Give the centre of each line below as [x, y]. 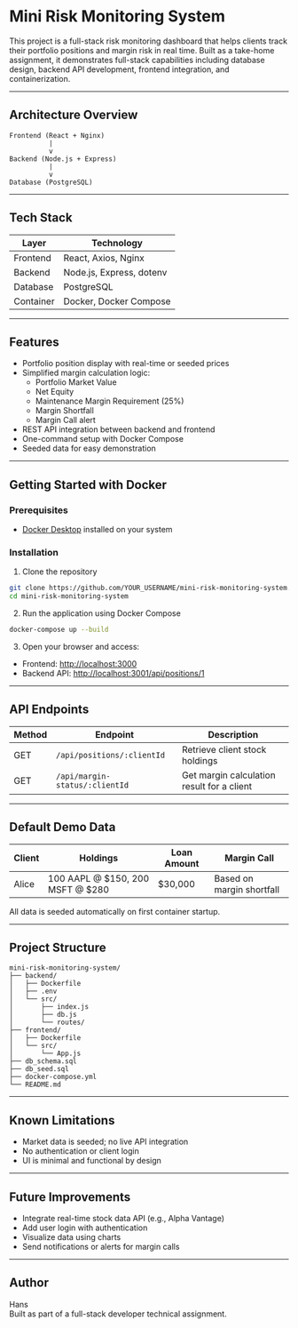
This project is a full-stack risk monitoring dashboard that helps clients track [149, 41]
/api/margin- [83, 776]
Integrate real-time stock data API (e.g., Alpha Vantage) [123, 1219]
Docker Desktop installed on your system [97, 530]
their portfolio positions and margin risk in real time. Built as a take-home [142, 50]
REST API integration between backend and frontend [118, 429]
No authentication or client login [81, 1151]
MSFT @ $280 [78, 889]
